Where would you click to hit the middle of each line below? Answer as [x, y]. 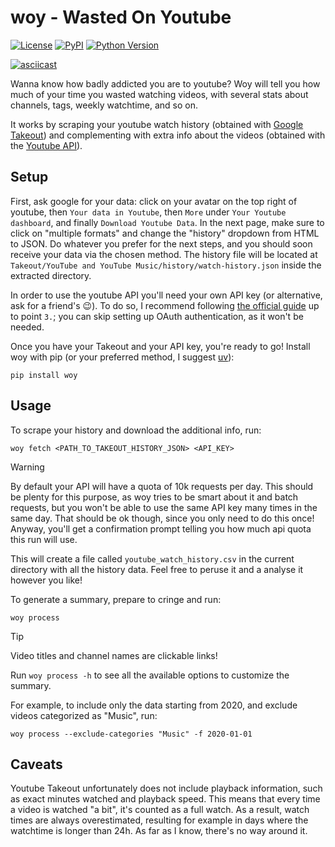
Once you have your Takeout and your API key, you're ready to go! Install [160, 346]
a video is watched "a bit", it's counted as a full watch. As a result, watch [160, 810]
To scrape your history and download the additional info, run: [136, 430]
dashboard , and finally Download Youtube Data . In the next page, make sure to [167, 222]
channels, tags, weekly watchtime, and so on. [104, 105]
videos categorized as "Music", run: [84, 715]
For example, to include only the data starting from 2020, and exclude [154, 705]
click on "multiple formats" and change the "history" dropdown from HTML [165, 233]
